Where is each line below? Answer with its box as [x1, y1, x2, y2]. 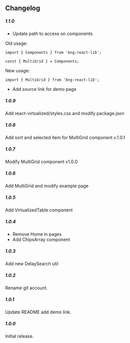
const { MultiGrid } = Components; [5, 59, 79, 64]
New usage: [5, 68, 30, 74]
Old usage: [5, 40, 27, 47]
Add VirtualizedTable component [5, 207, 73, 213]
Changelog [5, 4, 40, 13]
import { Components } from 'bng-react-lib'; [5, 50, 101, 55]
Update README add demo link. [5, 309, 71, 315]
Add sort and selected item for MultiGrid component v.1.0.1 [5, 135, 125, 141]
